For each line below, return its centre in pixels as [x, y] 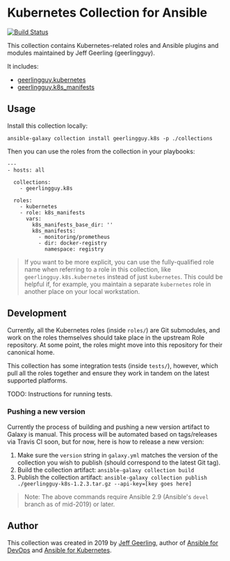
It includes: [23, 66]
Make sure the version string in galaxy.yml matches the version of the [117, 455]
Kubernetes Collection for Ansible [107, 13]
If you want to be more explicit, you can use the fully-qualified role [119, 262]
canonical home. [31, 352]
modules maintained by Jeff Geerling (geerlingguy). [81, 53]
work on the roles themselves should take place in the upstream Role [106, 337]
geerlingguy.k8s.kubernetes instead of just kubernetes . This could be [124, 276]
